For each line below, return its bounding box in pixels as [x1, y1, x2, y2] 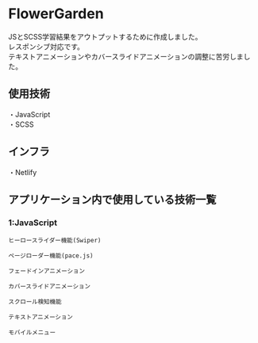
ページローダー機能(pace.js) [8, 252, 94, 260]
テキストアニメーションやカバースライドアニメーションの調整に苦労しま [8, 51, 244, 61]
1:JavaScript [8, 217, 58, 228]
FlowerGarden [8, 5, 105, 23]
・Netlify [8, 167, 37, 177]
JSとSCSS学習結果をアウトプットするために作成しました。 [8, 32, 202, 41]
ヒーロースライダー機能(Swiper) [8, 237, 102, 245]
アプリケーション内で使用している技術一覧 [8, 192, 217, 206]
